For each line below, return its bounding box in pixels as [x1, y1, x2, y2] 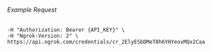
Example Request [7, 5, 57, 14]
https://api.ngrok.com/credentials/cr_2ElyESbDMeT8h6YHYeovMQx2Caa [7, 38, 206, 46]
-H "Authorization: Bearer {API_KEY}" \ [7, 27, 126, 34]
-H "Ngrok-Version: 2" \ [7, 33, 79, 40]
